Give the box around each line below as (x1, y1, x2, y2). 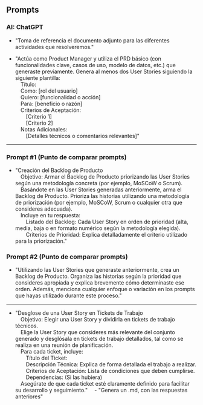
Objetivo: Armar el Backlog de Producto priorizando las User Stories (20, 173, 190, 180)
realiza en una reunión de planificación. (14, 341, 114, 349)
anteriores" (14, 393, 43, 400)
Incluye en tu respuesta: (20, 211, 80, 219)
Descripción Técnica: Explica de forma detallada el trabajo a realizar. (25, 361, 196, 368)
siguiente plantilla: (14, 74, 60, 81)
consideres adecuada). (14, 205, 72, 212)
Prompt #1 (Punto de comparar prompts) (6, 153, 127, 161)
